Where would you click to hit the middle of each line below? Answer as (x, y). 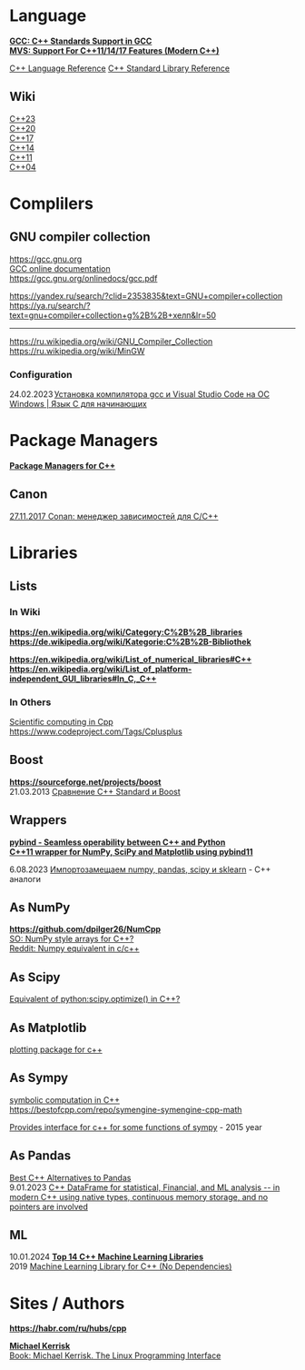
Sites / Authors (67, 1303)
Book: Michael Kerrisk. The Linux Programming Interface (115, 1355)
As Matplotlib (48, 1027)
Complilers (51, 203)
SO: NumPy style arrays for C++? (72, 939)
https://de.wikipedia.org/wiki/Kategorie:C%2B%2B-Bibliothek (130, 641)
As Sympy (39, 1078)
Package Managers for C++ (63, 465)
